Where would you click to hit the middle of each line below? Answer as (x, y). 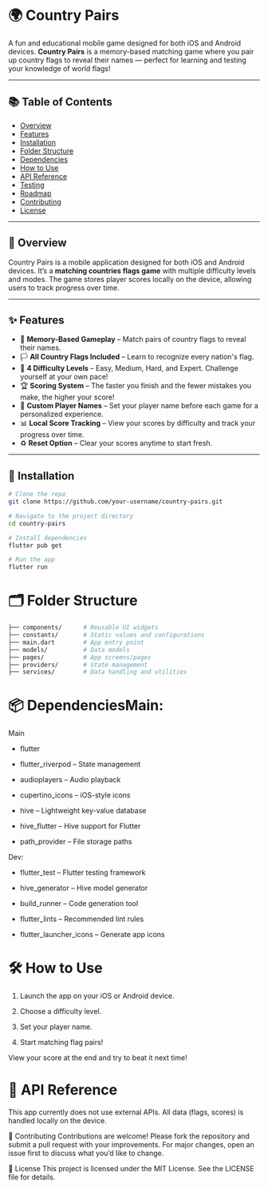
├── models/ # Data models (69, 650)
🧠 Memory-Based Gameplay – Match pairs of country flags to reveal (133, 340)
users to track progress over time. (64, 288)
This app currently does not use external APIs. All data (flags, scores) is (126, 1112)
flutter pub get (35, 545)
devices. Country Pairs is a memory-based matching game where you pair (131, 51)
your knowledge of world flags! (59, 68)
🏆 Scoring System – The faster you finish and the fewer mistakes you (136, 386)
